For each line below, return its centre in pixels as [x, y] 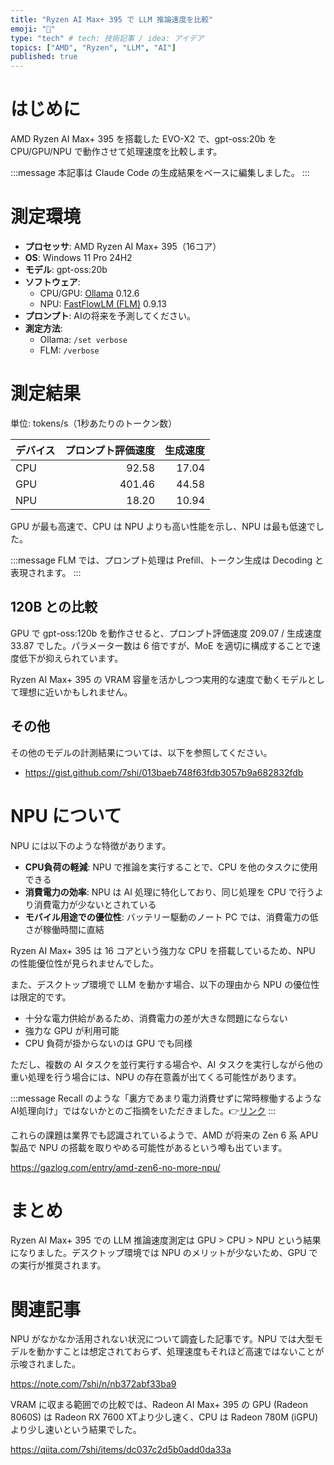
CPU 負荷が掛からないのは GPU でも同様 [108, 1043]
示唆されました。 [45, 1364]
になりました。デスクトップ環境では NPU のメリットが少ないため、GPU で [164, 1253]
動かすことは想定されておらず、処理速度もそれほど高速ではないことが [180, 1352]
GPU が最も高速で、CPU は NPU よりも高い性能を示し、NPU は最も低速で [163, 526]
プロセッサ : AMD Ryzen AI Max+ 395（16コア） [123, 246]
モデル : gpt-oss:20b [66, 269]
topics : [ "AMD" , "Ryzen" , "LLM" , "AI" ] [93, 47]
